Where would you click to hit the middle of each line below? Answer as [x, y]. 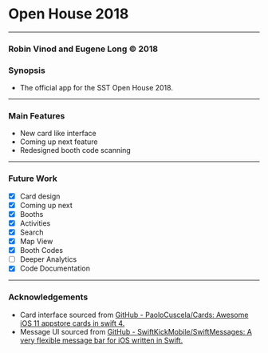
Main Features [37, 116]
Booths [32, 214]
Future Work [33, 179]
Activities [35, 223]
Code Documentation [55, 268]
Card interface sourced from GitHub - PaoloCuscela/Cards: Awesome [134, 315]
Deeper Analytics [48, 259]
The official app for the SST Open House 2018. [97, 88]
